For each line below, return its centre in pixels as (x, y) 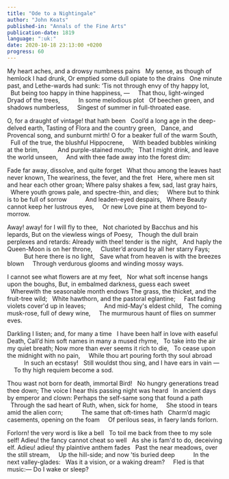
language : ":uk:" (32, 39)
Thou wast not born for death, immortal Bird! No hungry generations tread (113, 383)
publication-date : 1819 (41, 33)
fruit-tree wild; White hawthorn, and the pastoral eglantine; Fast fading (111, 298)
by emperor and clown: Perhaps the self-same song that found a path (105, 398)
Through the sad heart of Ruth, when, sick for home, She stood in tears (113, 405)
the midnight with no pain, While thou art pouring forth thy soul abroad (110, 355)
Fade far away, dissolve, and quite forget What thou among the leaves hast (114, 170)
